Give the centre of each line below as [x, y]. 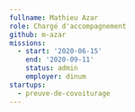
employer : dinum [56, 77]
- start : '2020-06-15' [60, 51]
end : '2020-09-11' [60, 60]
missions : [28, 43]
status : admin [52, 69]
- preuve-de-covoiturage [64, 93]
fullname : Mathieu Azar [54, 18]
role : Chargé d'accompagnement [68, 26]
